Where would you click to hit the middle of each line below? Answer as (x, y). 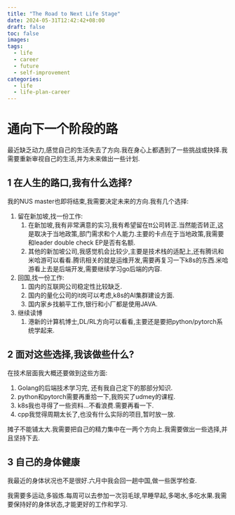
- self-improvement (42, 72)
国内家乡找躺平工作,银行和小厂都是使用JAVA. (93, 304)
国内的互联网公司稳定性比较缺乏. (75, 286)
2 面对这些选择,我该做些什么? (71, 354)
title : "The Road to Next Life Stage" (64, 14)
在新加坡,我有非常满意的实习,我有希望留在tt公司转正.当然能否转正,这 (126, 225)
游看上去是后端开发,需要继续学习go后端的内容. (95, 268)
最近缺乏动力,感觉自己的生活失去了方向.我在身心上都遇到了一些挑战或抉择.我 (117, 150)
